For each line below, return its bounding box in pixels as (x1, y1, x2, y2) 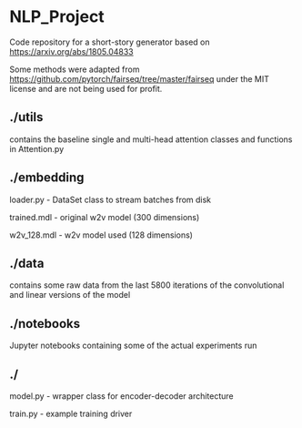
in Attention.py (9, 143, 65, 154)
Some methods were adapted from (9, 64, 140, 75)
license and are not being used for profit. (9, 83, 163, 94)
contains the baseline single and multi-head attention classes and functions (9, 134, 293, 145)
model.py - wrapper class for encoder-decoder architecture (9, 391, 234, 402)
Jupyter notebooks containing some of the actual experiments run (9, 340, 257, 352)
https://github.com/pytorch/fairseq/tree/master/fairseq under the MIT (9, 73, 270, 84)
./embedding (9, 170, 85, 186)
